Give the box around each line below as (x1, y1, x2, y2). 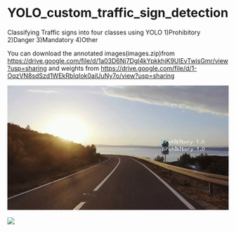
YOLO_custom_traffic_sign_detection (7, 5, 229, 21)
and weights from (48, 64, 100, 72)
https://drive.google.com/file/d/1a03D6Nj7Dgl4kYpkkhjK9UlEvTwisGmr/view (7, 56, 229, 64)
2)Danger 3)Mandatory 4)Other (7, 35, 98, 43)
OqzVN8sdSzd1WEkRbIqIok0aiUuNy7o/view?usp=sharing (7, 71, 175, 80)
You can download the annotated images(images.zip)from (7, 49, 176, 57)
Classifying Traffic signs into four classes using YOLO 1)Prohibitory (7, 28, 201, 36)
